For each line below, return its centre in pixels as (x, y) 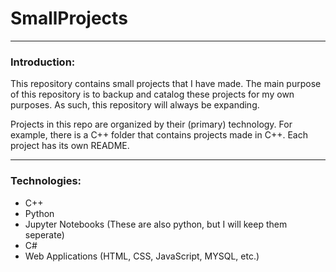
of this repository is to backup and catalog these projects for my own (152, 94)
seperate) (44, 234)
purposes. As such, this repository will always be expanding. (135, 105)
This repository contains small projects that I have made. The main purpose (166, 84)
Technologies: (46, 181)
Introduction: (43, 62)
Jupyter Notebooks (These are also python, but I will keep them (156, 224)
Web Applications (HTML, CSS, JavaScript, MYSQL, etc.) (142, 256)
